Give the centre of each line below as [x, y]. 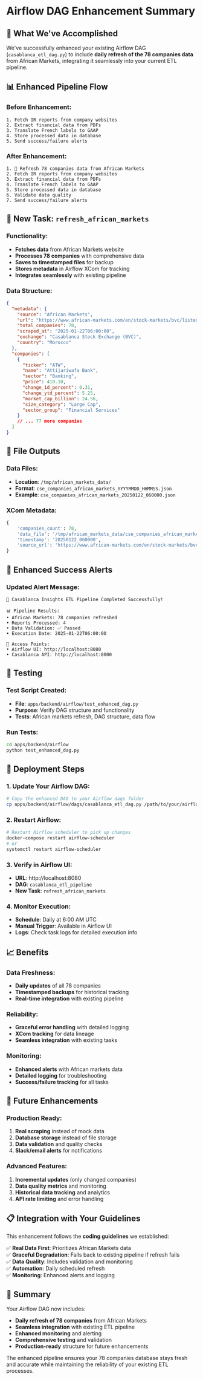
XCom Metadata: [32, 510]
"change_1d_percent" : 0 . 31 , [58, 388]
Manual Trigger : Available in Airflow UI [63, 926]
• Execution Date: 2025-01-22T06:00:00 [56, 633]
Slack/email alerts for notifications [59, 1151]
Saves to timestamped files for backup [64, 262]
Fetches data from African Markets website [69, 249]
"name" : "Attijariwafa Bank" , [60, 371]
